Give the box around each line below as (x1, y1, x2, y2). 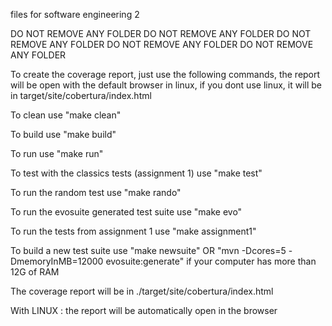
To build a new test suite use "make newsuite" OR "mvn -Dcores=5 (10, 245, 287, 256)
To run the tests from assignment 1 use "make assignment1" (10, 225, 257, 237)
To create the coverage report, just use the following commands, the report (10, 69, 321, 80)
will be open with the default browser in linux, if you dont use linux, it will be (10, 79, 323, 91)
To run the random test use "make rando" (10, 187, 182, 198)
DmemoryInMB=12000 (10, 255, 104, 267)
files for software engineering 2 (10, 9, 140, 20)
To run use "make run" (10, 148, 104, 159)
